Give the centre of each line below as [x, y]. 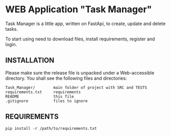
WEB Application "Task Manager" [79, 9]
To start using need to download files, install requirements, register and [80, 39]
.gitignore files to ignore [46, 101]
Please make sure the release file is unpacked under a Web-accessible [80, 73]
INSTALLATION [30, 61]
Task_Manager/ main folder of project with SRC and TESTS [76, 87]
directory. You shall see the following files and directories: [66, 78]
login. [11, 44]
